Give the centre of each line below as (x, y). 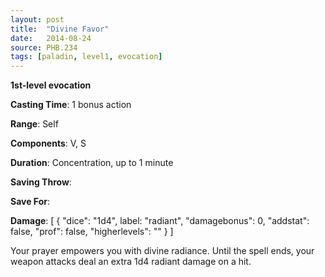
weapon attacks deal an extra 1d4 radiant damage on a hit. (131, 262)
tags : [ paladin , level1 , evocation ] (86, 57)
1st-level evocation (51, 85)
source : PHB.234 (44, 47)
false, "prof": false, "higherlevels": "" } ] (92, 232)
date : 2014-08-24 (51, 38)
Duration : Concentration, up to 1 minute (92, 163)
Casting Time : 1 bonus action (71, 105)
